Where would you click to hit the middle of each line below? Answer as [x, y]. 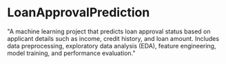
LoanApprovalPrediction [79, 13]
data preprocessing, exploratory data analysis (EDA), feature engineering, [112, 46]
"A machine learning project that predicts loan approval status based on [109, 31]
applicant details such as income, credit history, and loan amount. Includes [113, 38]
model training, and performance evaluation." [71, 53]
